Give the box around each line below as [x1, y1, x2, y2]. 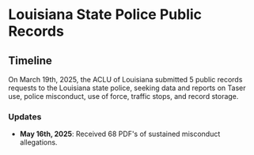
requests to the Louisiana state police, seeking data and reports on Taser [8, 83, 246, 93]
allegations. [19, 138, 58, 147]
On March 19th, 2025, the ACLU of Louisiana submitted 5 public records [8, 75, 243, 84]
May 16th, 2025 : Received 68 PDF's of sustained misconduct [19, 129, 221, 139]
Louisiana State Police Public [8, 6, 203, 24]
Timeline [8, 54, 53, 67]
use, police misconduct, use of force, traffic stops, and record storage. [8, 92, 239, 100]
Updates [8, 111, 42, 122]
